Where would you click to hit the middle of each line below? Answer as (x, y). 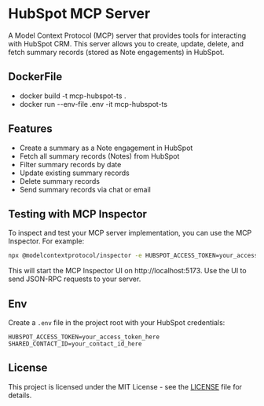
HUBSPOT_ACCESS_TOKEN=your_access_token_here (84, 337)
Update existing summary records (74, 173)
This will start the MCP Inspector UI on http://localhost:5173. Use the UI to (127, 271)
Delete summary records (60, 181)
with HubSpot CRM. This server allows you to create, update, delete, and (126, 43)
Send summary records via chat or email (85, 189)
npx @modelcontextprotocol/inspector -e (75, 256)
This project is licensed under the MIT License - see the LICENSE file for (125, 386)
